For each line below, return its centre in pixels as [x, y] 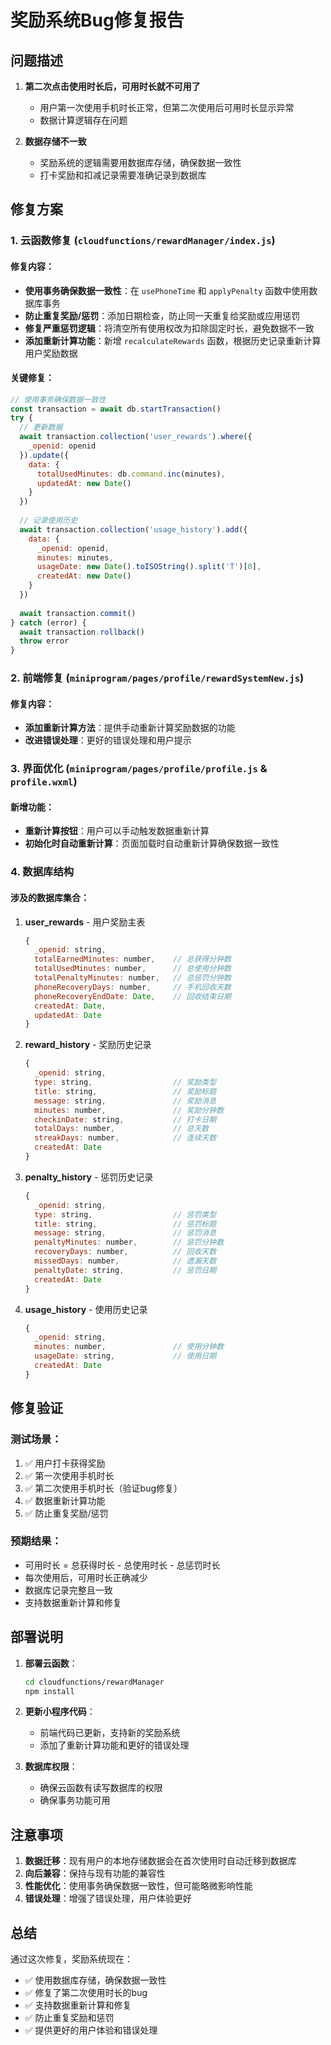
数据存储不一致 [55, 141]
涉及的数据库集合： [50, 897]
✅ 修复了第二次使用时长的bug [86, 1993]
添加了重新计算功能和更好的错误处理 [114, 1745]
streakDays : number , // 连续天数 [125, 1138]
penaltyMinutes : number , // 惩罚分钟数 [129, 1242]
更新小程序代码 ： [60, 1712]
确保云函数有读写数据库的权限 [101, 1788]
